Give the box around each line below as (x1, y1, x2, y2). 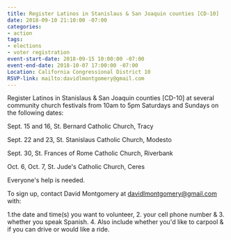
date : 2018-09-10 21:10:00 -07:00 (7, 17, 108, 24)
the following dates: (7, 109, 64, 117)
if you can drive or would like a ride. (7, 225, 110, 234)
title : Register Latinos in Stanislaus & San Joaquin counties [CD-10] (7, 10, 219, 17)
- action (7, 29, 33, 37)
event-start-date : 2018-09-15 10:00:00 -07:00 (7, 56, 145, 63)
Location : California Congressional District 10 (7, 68, 151, 75)
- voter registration (7, 49, 70, 56)
